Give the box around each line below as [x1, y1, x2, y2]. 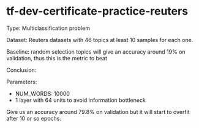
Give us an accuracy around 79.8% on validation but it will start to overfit [6, 108, 190, 115]
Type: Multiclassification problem [6, 24, 91, 32]
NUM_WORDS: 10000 [15, 90, 70, 97]
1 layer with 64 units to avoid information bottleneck [15, 96, 146, 104]
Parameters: [6, 78, 37, 85]
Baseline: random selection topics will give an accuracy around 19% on [6, 48, 186, 55]
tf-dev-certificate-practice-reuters [6, 4, 189, 18]
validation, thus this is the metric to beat [6, 54, 108, 62]
